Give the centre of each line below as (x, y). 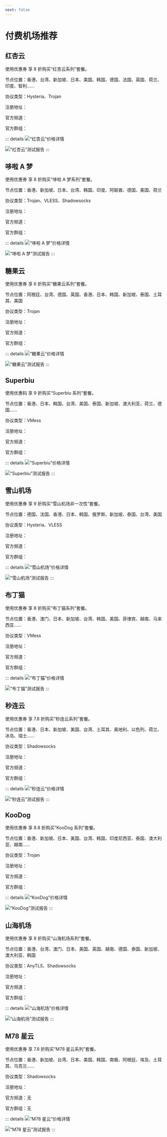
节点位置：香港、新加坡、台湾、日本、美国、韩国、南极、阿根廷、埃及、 (79, 1059)
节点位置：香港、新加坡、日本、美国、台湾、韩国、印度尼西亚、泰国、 (77, 838)
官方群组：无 (18, 1108)
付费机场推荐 (32, 36)
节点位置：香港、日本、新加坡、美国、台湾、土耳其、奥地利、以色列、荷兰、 (83, 729)
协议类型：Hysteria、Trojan (33, 96)
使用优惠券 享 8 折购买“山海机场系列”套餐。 (49, 938)
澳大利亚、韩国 (20, 955)
